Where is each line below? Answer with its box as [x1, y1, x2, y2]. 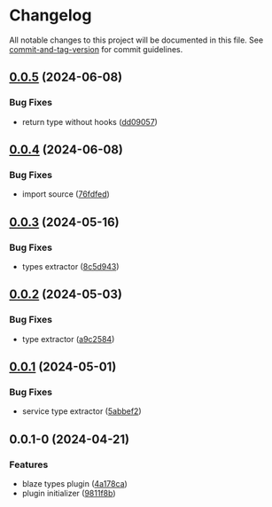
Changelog [9, 5, 92, 26]
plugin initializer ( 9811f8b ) [21, 488, 117, 499]
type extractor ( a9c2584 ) [21, 333, 115, 344]
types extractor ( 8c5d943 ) [21, 261, 120, 271]
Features [9, 458, 49, 471]
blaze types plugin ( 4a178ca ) [21, 479, 128, 489]
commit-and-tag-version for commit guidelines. [9, 43, 183, 54]
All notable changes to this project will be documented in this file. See [9, 35, 264, 45]
